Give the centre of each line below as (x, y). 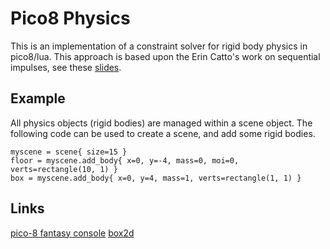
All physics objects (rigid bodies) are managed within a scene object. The (161, 123)
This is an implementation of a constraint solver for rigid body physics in (159, 46)
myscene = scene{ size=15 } (69, 152)
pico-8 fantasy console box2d (72, 233)
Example (38, 98)
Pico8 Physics (70, 18)
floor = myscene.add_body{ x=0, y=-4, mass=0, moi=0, (125, 160)
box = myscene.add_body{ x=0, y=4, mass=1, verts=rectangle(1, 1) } (156, 178)
